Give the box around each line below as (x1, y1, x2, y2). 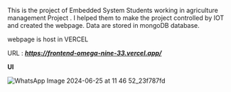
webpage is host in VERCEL (7, 35, 89, 44)
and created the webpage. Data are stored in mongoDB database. (7, 21, 200, 29)
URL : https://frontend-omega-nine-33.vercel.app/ (7, 49, 162, 57)
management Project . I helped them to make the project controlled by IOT (7, 14, 225, 22)
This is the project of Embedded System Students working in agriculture (7, 6, 218, 14)
